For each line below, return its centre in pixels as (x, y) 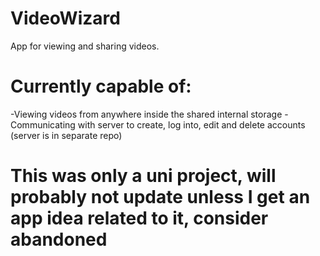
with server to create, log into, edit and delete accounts (191, 124)
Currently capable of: (101, 86)
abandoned (59, 239)
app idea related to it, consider (139, 218)
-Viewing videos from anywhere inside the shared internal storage (146, 114)
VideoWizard (65, 18)
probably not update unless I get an (160, 197)
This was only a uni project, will (143, 176)
